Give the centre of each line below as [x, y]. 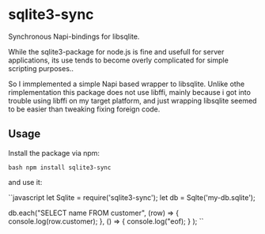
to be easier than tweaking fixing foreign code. [84, 109]
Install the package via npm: [54, 153]
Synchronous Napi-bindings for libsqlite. [74, 36]
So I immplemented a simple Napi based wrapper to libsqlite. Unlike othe [127, 84]
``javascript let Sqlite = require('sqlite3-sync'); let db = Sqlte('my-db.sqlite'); [132, 197]
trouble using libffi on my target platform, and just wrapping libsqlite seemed [132, 100]
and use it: [25, 182]
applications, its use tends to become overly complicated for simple [119, 60]
